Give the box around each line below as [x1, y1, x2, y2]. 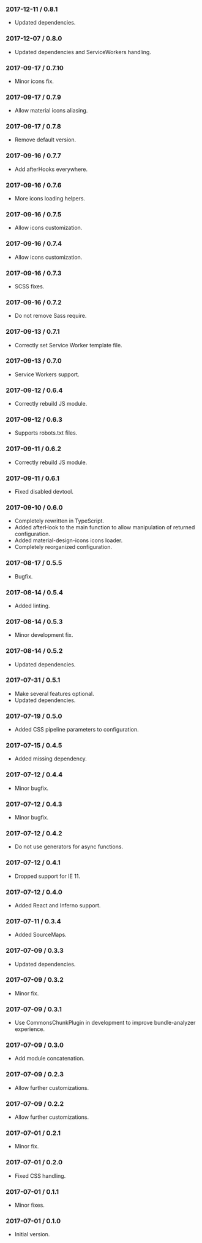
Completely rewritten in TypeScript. [14, 517, 105, 524]
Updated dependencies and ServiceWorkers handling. [14, 48, 151, 55]
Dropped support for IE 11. [14, 872, 81, 880]
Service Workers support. [14, 371, 80, 378]
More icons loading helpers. [14, 195, 86, 202]
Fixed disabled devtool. [14, 488, 74, 495]
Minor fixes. [14, 1201, 45, 1209]
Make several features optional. [14, 690, 94, 697]
